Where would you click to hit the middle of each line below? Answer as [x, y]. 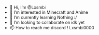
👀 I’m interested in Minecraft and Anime [49, 12]
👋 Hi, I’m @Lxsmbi [28, 7]
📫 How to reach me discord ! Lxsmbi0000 [52, 28]
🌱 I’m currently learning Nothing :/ [43, 17]
